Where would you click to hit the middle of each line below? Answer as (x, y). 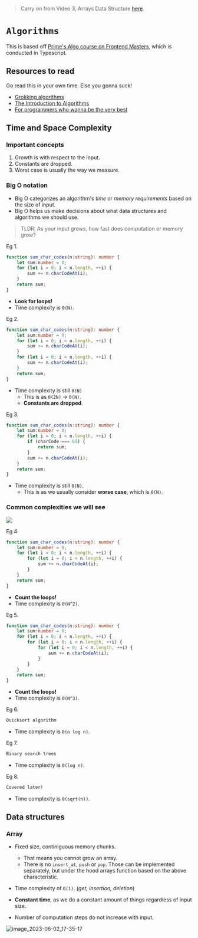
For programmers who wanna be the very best (71, 109)
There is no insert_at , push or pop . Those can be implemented (99, 864)
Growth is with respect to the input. (57, 158)
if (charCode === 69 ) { (56, 442)
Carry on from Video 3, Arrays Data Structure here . (82, 9)
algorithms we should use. (47, 217)
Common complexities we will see (56, 507)
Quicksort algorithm (32, 720)
